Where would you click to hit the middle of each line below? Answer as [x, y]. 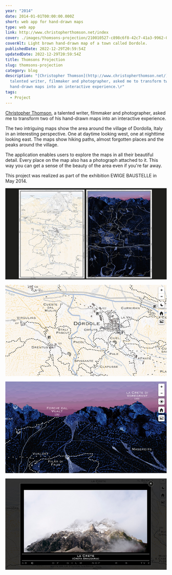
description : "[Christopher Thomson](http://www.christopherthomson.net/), [88, 76]
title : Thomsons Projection [35, 60]
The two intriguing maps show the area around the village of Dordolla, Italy [84, 128]
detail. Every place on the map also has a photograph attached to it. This [82, 160]
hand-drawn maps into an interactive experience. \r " [67, 87]
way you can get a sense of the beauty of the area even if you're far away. [84, 165]
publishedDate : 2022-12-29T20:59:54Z [46, 49]
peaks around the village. [32, 144]
